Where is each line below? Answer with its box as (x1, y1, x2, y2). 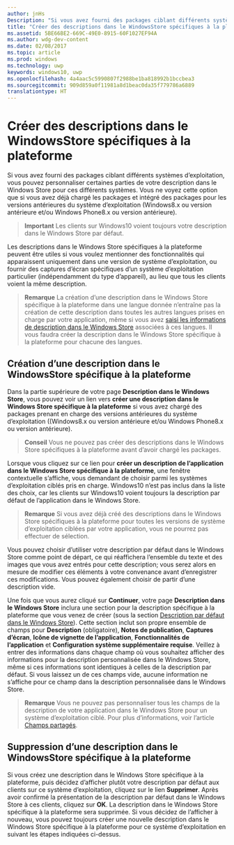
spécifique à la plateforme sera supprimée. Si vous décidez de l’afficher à (7, 807, 218, 816)
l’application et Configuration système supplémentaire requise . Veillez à (7, 640, 221, 649)
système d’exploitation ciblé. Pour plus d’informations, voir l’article (24, 713, 214, 721)
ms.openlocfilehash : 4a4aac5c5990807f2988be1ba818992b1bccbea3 (7, 75, 195, 82)
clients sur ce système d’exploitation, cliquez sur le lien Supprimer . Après (7, 785, 219, 793)
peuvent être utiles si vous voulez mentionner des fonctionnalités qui (7, 250, 205, 258)
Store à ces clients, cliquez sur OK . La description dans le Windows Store (7, 800, 218, 809)
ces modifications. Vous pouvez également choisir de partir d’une (7, 575, 196, 583)
